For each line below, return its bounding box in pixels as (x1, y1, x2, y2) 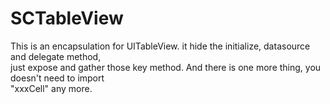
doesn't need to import (10, 72, 105, 84)
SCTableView (10, 7, 124, 30)
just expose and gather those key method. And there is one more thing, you (10, 61, 322, 73)
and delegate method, (10, 50, 102, 62)
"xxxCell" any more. (10, 82, 93, 94)
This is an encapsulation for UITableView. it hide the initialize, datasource (10, 40, 311, 52)
